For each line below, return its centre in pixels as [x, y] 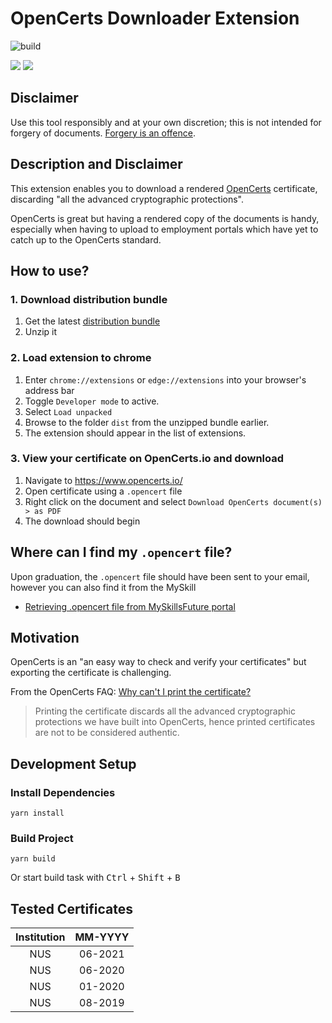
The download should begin [82, 521]
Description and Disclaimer [96, 164]
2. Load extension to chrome [81, 358]
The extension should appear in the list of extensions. [135, 433]
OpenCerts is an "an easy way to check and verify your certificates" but [158, 662]
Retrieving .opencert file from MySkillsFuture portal [130, 606]
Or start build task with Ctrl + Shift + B [95, 878]
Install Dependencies [63, 792]
